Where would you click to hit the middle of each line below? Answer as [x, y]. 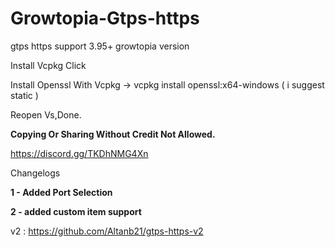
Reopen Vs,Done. [46, 114]
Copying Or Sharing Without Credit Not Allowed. [113, 134]
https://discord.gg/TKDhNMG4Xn [79, 153]
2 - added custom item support [76, 211]
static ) [24, 95]
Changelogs [35, 173]
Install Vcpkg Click [48, 65]
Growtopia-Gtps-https [105, 18]
